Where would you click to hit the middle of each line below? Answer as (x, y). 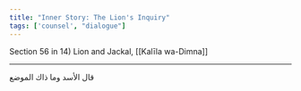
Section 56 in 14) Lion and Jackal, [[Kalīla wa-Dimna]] (109, 51)
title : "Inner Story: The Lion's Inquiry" (90, 17)
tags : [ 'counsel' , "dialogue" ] (68, 26)
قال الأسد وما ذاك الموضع (52, 77)
